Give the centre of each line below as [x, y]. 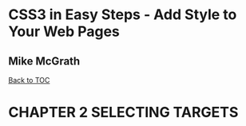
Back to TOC [29, 80]
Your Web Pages [64, 31]
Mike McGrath [44, 61]
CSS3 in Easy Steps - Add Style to [123, 15]
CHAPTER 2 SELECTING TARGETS [123, 112]
